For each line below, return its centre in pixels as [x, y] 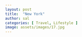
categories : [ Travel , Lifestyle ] [41, 23]
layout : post [18, 9]
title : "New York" [25, 14]
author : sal [17, 18]
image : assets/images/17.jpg [35, 27]
